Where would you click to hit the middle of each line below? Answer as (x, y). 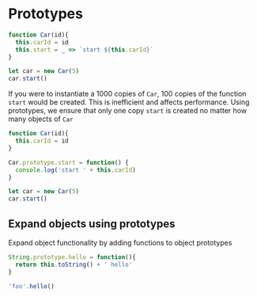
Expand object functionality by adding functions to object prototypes (120, 243)
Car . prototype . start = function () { (68, 162)
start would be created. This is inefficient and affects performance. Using (129, 102)
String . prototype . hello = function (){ (72, 257)
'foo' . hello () (32, 286)
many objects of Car (41, 119)
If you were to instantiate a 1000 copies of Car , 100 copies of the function (127, 94)
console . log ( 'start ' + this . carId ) (76, 170)
